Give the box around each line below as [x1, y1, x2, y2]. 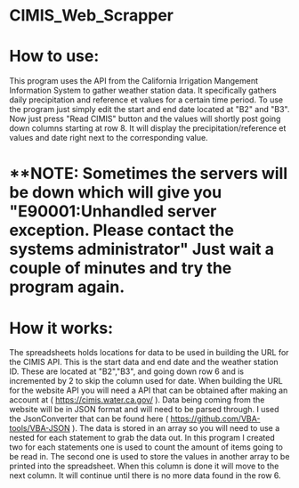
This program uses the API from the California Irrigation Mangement [9, 76, 259, 86]
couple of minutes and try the [9, 258, 232, 279]
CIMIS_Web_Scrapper [9, 5, 174, 26]
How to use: [9, 46, 100, 67]
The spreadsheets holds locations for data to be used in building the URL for [9, 347, 289, 358]
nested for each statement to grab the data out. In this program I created [9, 433, 276, 443]
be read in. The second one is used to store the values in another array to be [9, 451, 290, 462]
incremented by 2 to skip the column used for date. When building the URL [9, 376, 283, 386]
